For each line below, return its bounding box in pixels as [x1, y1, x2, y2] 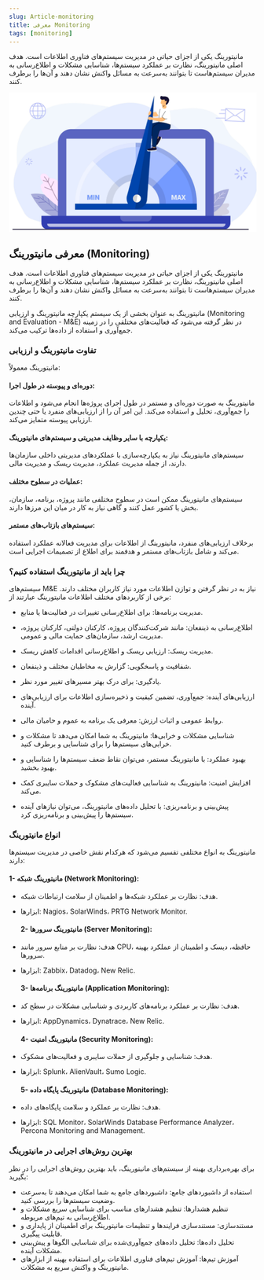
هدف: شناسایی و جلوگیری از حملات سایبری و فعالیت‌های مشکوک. [20, 1052, 213, 1061]
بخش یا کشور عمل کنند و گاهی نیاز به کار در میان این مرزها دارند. [9, 502, 199, 512]
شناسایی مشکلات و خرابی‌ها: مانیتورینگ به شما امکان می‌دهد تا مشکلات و [20, 731, 235, 741]
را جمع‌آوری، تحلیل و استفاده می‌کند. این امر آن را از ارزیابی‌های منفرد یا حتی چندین [9, 406, 250, 416]
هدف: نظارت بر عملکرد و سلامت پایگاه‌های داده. [20, 1102, 161, 1112]
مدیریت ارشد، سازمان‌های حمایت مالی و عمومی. [20, 631, 163, 641]
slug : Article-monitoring [9, 13, 93, 20]
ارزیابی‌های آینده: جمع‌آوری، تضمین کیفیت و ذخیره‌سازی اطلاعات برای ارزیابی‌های [20, 692, 255, 701]
